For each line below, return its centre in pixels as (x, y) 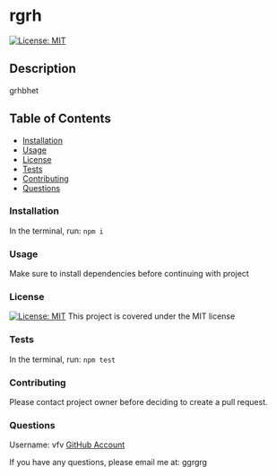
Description (43, 69)
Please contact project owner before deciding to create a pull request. (139, 402)
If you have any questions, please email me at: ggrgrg (108, 463)
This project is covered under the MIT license (151, 316)
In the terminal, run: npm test (63, 359)
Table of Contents (60, 119)
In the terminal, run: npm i (56, 231)
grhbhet (24, 90)
